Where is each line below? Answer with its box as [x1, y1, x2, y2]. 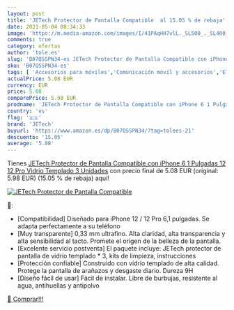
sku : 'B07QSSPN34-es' [7, 62, 70, 69]
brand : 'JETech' [7, 120, 54, 128]
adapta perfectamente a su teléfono [17, 222, 120, 230]
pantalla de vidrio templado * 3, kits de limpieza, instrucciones [17, 252, 196, 260]
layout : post [7, 10, 45, 17]
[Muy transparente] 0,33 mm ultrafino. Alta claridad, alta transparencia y [17, 230, 226, 238]
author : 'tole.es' [7, 50, 61, 57]
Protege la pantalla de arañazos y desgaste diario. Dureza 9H [17, 267, 194, 275]
